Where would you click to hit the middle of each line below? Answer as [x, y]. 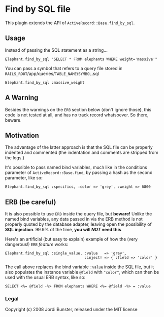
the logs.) [15, 158]
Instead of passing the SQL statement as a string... [56, 50]
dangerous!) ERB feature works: [37, 245]
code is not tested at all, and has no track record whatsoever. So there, [77, 115]
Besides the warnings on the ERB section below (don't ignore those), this [78, 109]
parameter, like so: [24, 178]
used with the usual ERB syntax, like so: [45, 278]
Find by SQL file [38, 9]
